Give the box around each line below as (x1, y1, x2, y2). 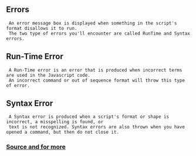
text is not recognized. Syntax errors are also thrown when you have (8, 124, 185, 130)
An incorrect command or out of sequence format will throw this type (8, 77, 185, 83)
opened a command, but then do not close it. (6, 129, 119, 135)
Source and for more (6, 143, 66, 151)
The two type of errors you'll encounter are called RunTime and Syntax (8, 30, 191, 36)
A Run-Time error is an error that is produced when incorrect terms (8, 67, 183, 73)
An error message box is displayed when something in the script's (8, 20, 177, 26)
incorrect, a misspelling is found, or (6, 119, 104, 125)
